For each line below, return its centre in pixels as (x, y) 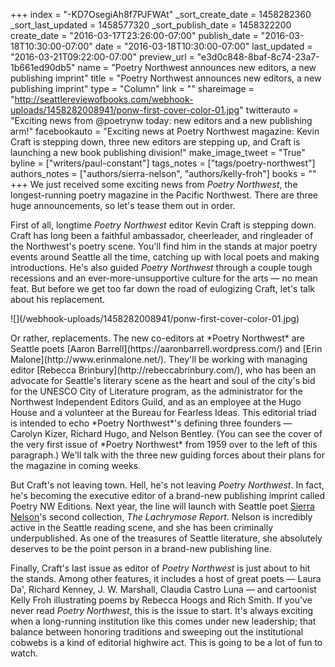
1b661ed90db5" (43, 67)
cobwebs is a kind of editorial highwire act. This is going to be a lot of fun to (166, 642)
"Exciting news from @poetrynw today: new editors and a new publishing (161, 120)
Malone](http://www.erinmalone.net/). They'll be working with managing (159, 359)
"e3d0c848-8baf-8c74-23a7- (258, 57)
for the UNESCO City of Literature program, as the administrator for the (156, 391)
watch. (24, 653)
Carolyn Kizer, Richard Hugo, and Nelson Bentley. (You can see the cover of (166, 433)
